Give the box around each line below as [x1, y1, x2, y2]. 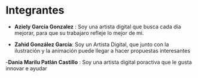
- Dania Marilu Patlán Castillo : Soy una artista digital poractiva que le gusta [5, 58, 192, 66]
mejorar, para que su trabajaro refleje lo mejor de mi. [14, 29, 144, 36]
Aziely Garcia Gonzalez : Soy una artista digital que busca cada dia [14, 23, 181, 30]
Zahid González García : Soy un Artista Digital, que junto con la [14, 41, 169, 48]
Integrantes [5, 4, 65, 17]
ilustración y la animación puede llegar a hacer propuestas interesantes [14, 47, 191, 54]
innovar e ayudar [5, 64, 47, 71]
